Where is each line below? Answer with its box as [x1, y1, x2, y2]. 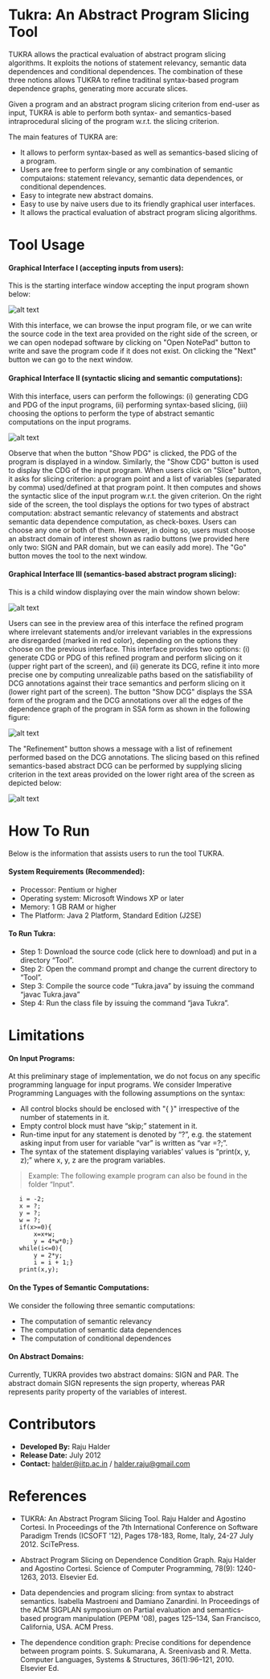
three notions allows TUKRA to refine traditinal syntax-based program [8, 75, 239, 85]
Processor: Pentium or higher [19, 885, 118, 894]
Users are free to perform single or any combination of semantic [19, 164, 233, 174]
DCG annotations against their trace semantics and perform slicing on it [8, 678, 246, 688]
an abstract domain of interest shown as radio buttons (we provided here [8, 533, 250, 543]
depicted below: [8, 777, 62, 787]
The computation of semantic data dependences [19, 1325, 182, 1334]
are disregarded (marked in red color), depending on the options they [8, 635, 239, 645]
